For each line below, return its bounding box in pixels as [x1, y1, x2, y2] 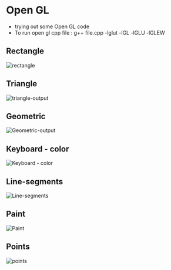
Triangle [6, 79, 37, 89]
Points [6, 242, 31, 252]
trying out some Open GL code [14, 23, 90, 30]
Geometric [6, 111, 46, 121]
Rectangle [6, 46, 44, 56]
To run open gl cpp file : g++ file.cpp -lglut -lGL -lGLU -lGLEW [14, 29, 166, 36]
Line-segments [6, 177, 63, 187]
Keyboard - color [6, 144, 69, 154]
